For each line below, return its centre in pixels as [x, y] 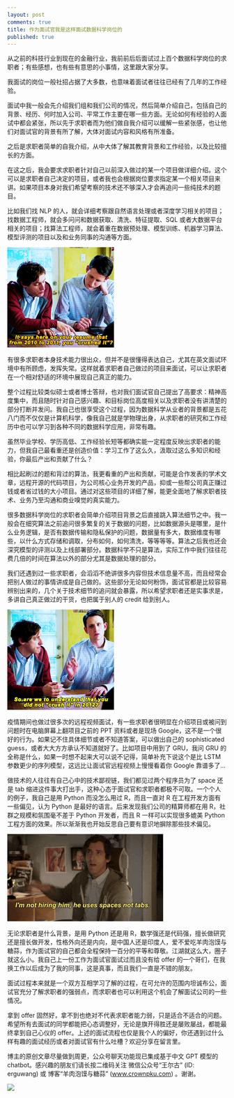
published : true [31, 37]
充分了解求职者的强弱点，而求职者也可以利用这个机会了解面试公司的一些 [123, 992]
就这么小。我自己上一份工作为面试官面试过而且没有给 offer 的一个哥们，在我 [117, 960]
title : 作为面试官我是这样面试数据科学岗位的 [65, 29]
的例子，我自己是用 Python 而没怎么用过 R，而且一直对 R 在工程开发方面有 [114, 798]
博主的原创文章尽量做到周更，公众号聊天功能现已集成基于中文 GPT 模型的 [113, 1056]
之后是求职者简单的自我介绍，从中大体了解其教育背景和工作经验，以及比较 [114, 146]
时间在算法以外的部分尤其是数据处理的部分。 [95, 559]
